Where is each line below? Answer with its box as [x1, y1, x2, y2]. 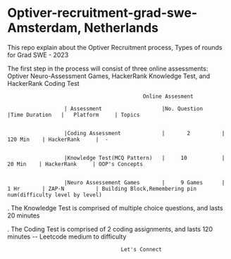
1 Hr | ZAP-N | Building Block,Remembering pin [7, 185, 197, 192]
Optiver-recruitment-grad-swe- [7, 5, 198, 21]
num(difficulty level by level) [7, 191, 102, 198]
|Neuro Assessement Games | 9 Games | [63, 179, 225, 186]
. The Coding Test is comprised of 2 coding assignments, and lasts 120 [7, 225, 213, 233]
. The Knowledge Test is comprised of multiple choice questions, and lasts [7, 203, 223, 212]
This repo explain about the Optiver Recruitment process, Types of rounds [7, 43, 223, 51]
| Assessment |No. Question [63, 105, 203, 112]
